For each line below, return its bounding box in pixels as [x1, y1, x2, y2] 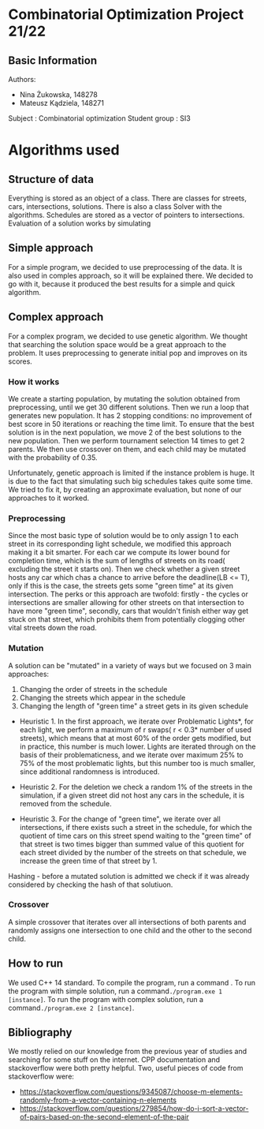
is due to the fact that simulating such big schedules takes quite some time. [8, 476, 253, 486]
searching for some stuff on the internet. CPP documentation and [8, 1055, 221, 1064]
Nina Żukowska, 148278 [19, 90, 99, 99]
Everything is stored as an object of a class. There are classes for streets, [8, 193, 247, 203]
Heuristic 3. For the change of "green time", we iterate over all [19, 814, 221, 824]
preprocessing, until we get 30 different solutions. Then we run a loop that [8, 402, 250, 412]
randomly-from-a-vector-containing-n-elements [19, 1095, 177, 1105]
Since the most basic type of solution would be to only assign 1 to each [8, 531, 239, 540]
